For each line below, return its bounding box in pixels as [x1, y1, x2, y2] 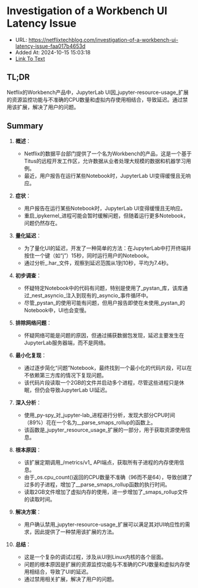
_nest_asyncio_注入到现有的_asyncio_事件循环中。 [29, 291, 152, 299]
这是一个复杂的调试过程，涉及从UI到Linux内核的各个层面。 [24, 553, 167, 560]
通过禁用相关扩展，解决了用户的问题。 [24, 575, 117, 583]
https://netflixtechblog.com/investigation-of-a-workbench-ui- [28, 36, 179, 43]
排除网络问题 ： [15, 319, 52, 326]
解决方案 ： [15, 508, 42, 515]
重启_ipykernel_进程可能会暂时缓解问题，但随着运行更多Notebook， [24, 212, 189, 219]
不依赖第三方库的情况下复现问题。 [24, 371, 107, 379]
